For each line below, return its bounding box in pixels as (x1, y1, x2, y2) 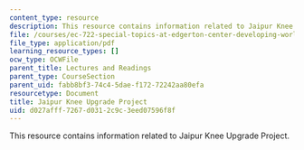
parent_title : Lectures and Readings (9, 64, 152, 73)
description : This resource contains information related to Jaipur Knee (9, 22, 294, 31)
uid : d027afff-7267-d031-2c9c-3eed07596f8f (9, 106, 176, 115)
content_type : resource (9, 13, 100, 23)
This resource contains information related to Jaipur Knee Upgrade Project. (9, 130, 290, 141)
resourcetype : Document (9, 89, 100, 98)
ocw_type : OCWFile (9, 55, 79, 64)
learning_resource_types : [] (9, 47, 119, 56)
